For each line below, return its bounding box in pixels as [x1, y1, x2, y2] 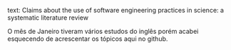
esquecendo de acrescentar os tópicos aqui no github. [7, 35, 168, 43]
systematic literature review [7, 13, 89, 22]
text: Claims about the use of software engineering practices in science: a [7, 6, 225, 14]
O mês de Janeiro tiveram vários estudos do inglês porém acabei [7, 27, 199, 35]
